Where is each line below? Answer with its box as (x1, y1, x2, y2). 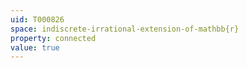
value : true (10, 42, 60, 53)
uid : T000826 (10, 14, 65, 25)
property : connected (10, 33, 97, 43)
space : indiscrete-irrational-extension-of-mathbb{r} (10, 24, 240, 34)
